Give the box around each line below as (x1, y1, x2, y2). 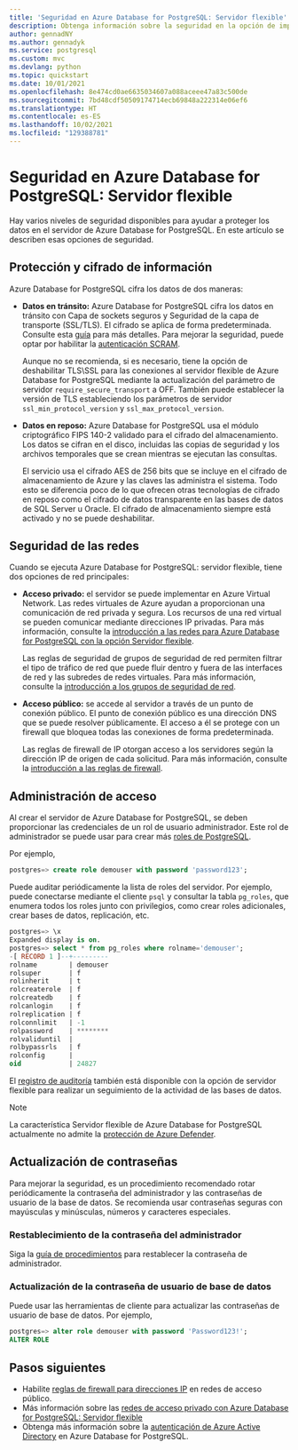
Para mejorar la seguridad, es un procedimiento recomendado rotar (9, 1178, 255, 1189)
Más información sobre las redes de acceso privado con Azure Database (21, 1402, 289, 1413)
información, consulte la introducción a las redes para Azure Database (21, 626, 280, 637)
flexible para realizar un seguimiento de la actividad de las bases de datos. (9, 1085, 282, 1095)
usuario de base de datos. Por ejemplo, (9, 1310, 153, 1320)
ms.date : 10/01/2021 (9, 79, 86, 88)
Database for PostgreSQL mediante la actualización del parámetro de (21, 374, 276, 385)
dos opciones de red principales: (9, 571, 129, 582)
